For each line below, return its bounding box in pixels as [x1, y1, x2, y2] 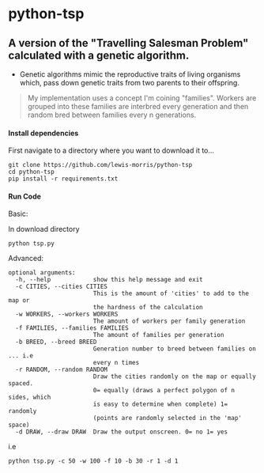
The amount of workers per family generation [92, 317, 246, 325]
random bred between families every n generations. [27, 110, 197, 119]
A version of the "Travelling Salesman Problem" [8, 36, 249, 50]
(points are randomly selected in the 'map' [92, 414, 243, 422]
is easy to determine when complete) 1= [92, 400, 228, 408]
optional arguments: [8, 269, 77, 277]
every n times [92, 359, 140, 367]
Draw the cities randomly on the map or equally [92, 373, 257, 380]
